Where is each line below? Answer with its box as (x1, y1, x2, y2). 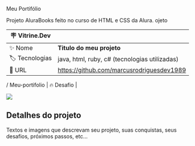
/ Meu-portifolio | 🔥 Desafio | (6, 81, 77, 88)
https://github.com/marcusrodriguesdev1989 (58, 66, 187, 74)
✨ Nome (9, 44, 33, 52)
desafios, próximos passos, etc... (6, 132, 88, 140)
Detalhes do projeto (6, 111, 82, 121)
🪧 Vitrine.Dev (10, 31, 51, 40)
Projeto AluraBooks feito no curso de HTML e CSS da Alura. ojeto (6, 17, 168, 23)
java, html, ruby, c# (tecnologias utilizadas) (58, 55, 179, 63)
